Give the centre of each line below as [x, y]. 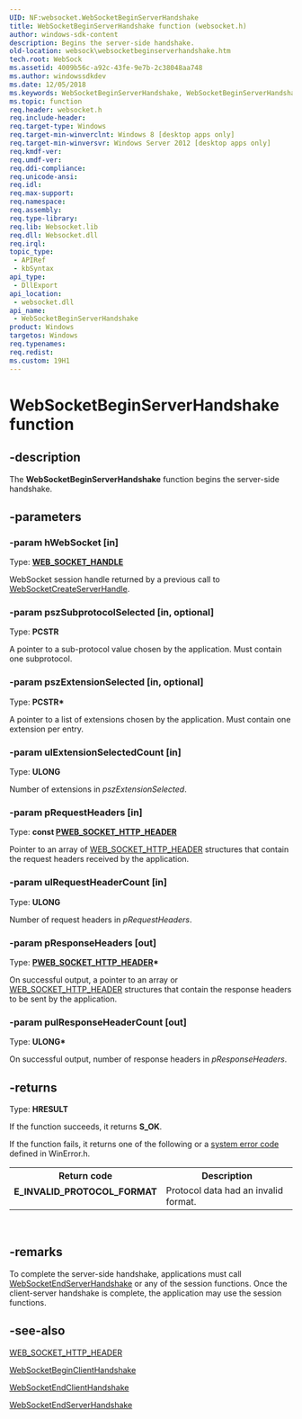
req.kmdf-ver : [36, 151]
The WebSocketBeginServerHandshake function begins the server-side [145, 479]
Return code [85, 1176]
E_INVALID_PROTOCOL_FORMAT [85, 1191]
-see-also [37, 1331]
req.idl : [26, 185]
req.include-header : [48, 118]
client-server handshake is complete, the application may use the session [146, 1293]
